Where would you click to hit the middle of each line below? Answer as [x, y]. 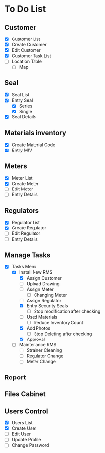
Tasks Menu [24, 267]
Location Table [27, 61]
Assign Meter [40, 289]
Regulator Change [45, 356]
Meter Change [41, 362]
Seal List [20, 95]
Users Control [26, 411]
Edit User [21, 434]
